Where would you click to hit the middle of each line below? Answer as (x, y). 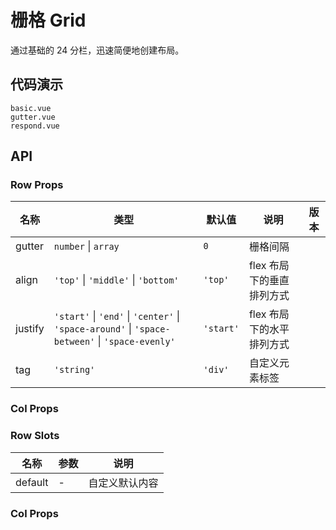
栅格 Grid (48, 20)
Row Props (37, 185)
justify (30, 329)
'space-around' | (93, 329)
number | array (86, 246)
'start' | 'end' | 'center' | (116, 316)
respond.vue (35, 126)
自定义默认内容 (123, 483)
